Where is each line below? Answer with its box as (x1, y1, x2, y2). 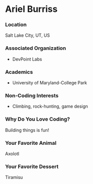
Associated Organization (5, 45, 66, 52)
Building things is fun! (5, 127, 49, 133)
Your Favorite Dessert (5, 163, 59, 170)
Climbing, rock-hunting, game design (12, 103, 88, 110)
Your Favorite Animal (5, 139, 57, 146)
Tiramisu (5, 175, 23, 181)
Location (5, 21, 27, 28)
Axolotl (5, 150, 20, 157)
